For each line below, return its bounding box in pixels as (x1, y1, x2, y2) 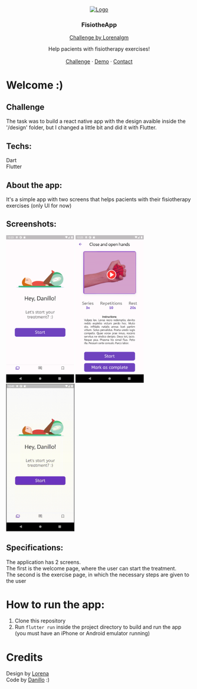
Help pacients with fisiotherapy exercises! (48, 45, 150, 53)
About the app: (6, 180, 63, 190)
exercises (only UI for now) (6, 202, 72, 209)
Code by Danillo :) (6, 676, 50, 684)
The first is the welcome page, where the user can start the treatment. (6, 565, 177, 572)
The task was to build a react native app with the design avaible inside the (6, 118, 186, 125)
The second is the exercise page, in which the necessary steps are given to (6, 571, 190, 578)
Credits (6, 651, 43, 664)
